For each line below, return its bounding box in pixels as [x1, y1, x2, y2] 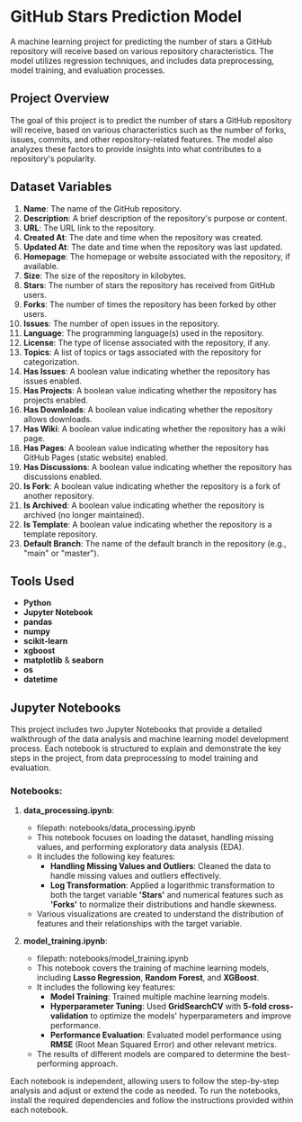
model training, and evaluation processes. [10, 65, 165, 76]
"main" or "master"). [22, 547, 100, 558]
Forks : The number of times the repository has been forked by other [22, 299, 277, 310]
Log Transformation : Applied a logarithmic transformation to [49, 880, 275, 891]
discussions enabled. [22, 471, 102, 482]
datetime [22, 674, 58, 685]
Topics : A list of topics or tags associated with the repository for [22, 347, 262, 357]
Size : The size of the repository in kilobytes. [22, 270, 187, 281]
